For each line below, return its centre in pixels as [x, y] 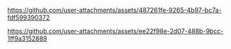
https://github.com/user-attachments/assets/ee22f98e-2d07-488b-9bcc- [115, 31]
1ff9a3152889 [27, 38]
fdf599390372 [29, 17]
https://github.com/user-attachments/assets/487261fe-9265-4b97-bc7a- [114, 10]
